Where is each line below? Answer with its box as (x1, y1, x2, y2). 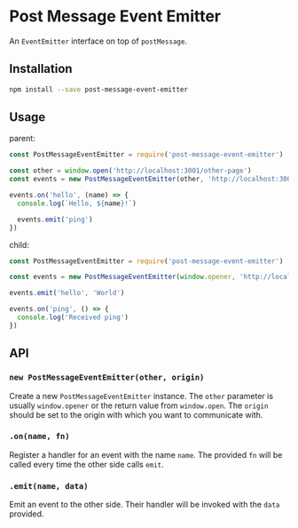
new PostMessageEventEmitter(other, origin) (9, 372, 205, 383)
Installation (9, 61, 73, 76)
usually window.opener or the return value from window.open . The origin (9, 400, 269, 411)
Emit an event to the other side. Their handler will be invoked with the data (9, 500, 280, 510)
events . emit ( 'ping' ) (17, 215, 93, 224)
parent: (9, 133, 35, 144)
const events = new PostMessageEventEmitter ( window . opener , (9, 273, 237, 282)
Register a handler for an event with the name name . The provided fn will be (9, 449, 283, 460)
